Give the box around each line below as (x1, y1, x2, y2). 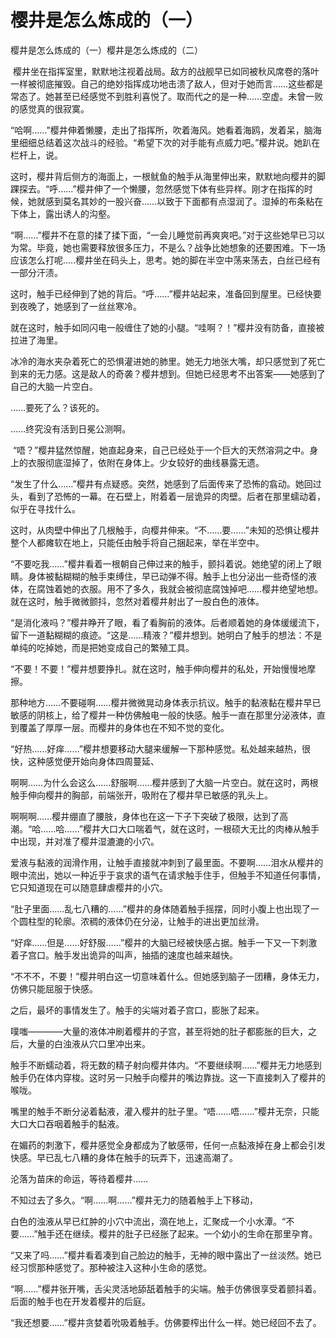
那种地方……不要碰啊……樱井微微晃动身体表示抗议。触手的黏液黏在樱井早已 (10, 696, 322, 708)
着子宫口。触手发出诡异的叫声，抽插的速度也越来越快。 (10, 949, 238, 961)
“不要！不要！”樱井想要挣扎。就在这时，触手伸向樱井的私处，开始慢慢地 (10, 662, 308, 675)
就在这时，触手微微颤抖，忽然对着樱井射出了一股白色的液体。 (10, 595, 265, 607)
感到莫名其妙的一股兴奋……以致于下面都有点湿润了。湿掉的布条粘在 (44, 195, 324, 207)
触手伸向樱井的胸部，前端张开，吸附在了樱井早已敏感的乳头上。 (10, 789, 273, 801)
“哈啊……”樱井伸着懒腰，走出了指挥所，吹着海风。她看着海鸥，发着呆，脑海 (10, 124, 322, 136)
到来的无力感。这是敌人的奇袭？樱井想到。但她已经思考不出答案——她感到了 (10, 367, 326, 380)
